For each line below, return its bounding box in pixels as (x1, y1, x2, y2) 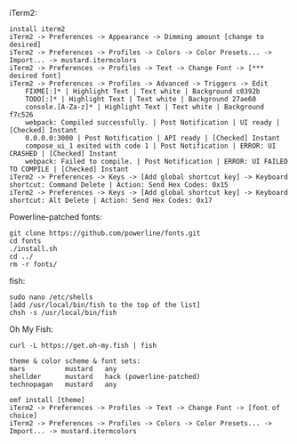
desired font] (9, 71, 62, 80)
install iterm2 (9, 25, 66, 34)
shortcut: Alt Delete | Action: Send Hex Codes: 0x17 (9, 196, 213, 205)
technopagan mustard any (9, 380, 117, 389)
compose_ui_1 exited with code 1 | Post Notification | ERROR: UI (25, 141, 277, 150)
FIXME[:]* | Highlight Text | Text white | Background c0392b (25, 87, 261, 96)
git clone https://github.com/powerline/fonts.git (9, 229, 201, 238)
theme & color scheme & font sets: (9, 357, 141, 366)
